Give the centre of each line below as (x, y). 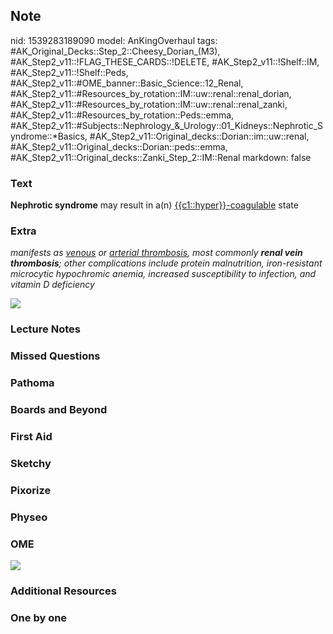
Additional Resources (63, 591)
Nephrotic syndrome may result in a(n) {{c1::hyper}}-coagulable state (154, 205)
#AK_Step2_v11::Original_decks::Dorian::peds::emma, (119, 146)
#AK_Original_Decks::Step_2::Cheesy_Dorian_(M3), (115, 51)
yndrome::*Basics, (49, 136)
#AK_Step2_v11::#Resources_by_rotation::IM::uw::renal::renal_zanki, (149, 104)
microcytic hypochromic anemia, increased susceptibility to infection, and (163, 274)
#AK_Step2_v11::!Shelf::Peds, (69, 72)
